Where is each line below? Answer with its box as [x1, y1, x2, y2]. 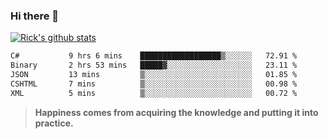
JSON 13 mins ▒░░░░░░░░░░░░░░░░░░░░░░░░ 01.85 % [10, 70, 298, 80]
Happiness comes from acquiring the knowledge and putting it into [34, 106, 319, 118]
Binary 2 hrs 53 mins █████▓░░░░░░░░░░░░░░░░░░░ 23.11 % [10, 60, 298, 71]
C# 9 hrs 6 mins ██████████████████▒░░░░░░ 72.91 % [10, 51, 298, 61]
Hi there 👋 [10, 9, 60, 23]
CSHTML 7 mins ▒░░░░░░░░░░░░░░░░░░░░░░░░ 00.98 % [10, 79, 298, 89]
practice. [34, 117, 74, 129]
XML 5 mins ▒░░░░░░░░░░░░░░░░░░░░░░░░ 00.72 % [10, 88, 298, 98]
